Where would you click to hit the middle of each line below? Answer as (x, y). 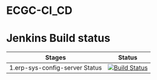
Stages (56, 58)
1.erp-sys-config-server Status (56, 68)
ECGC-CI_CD (39, 11)
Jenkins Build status (58, 38)
